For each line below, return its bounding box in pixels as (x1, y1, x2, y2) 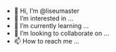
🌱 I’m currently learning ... (13, 22, 89, 30)
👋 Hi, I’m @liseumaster (13, 7, 79, 15)
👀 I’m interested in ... (13, 14, 74, 22)
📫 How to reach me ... (13, 37, 79, 45)
